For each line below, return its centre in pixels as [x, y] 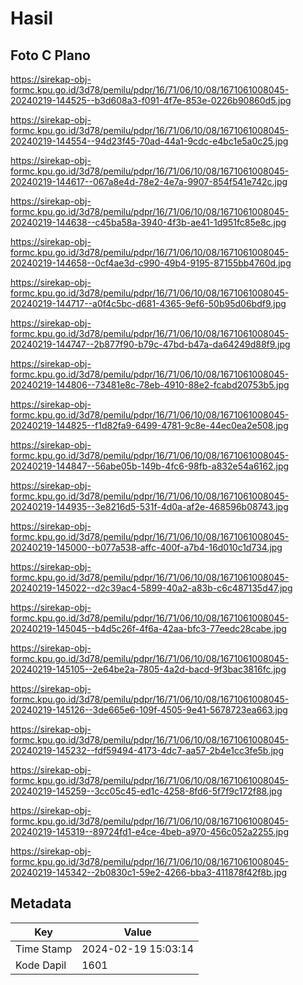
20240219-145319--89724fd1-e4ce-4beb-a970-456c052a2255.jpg [149, 831]
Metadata [41, 903]
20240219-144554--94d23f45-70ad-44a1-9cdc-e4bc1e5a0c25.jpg [149, 141]
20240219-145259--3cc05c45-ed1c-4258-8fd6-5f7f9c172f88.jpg [146, 791]
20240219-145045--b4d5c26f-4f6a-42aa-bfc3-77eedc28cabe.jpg [148, 628]
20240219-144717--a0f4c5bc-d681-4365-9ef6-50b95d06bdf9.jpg [148, 303]
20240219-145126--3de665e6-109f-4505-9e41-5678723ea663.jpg [149, 710]
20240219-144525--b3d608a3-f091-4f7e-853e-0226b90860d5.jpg [151, 100]
